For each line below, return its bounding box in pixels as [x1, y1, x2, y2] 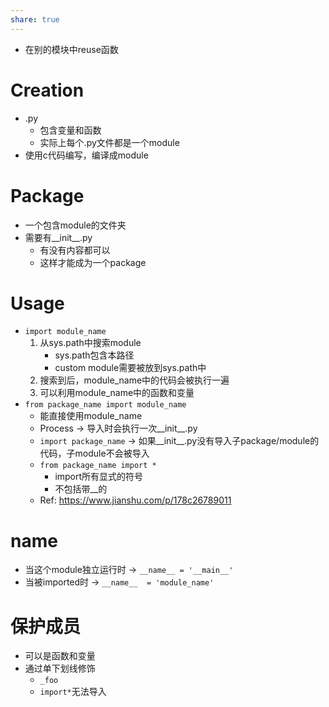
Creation [10, 79, 85, 101]
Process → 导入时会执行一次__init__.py [39, 422, 198, 435]
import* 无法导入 [39, 686, 107, 698]
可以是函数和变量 [24, 650, 96, 662]
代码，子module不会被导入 [39, 447, 150, 460]
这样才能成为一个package [39, 256, 147, 268]
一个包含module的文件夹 [24, 219, 127, 231]
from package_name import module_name [24, 400, 187, 410]
